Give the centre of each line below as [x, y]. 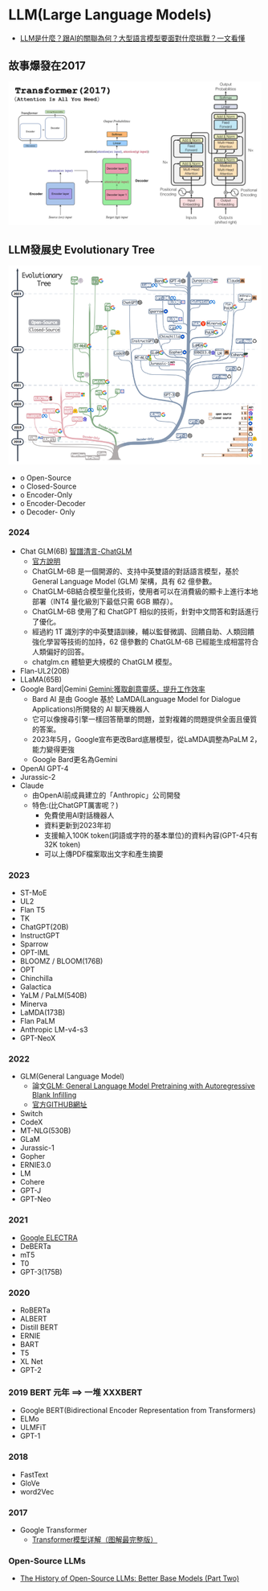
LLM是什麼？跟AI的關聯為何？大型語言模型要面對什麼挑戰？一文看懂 [132, 38]
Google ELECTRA [49, 1238]
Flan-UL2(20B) [45, 670]
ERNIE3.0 [35, 1165]
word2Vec [37, 1491]
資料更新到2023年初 [77, 825]
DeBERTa [35, 1246]
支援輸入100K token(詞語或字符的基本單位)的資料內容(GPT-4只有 [151, 835]
